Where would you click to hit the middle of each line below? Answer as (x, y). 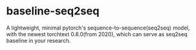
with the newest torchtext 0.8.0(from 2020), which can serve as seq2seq (97, 34)
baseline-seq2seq (53, 11)
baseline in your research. (39, 40)
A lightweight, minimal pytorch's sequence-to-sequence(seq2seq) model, (98, 28)
